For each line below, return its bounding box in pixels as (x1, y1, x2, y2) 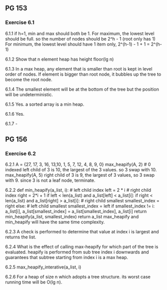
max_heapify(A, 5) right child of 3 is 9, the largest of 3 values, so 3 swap (5, 172, 155, 178)
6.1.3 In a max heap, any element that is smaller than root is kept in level (5, 66, 152, 72)
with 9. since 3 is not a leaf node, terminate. (5, 177, 95, 183)
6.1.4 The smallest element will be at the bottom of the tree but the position (5, 86, 159, 92)
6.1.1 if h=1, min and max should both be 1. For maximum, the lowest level (5, 30, 154, 37)
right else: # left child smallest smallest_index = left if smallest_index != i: (5, 203, 155, 209)
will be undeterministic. (5, 91, 53, 97)
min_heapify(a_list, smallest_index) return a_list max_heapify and (5, 214, 139, 220)
